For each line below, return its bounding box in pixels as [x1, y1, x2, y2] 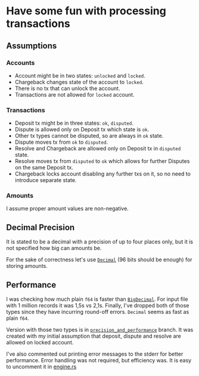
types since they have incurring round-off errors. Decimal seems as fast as [6, 309, 189, 316]
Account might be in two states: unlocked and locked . [14, 72, 146, 79]
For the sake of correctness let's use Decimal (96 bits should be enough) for [6, 256, 192, 263]
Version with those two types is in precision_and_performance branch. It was [6, 326, 194, 334]
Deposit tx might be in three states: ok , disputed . [14, 119, 134, 127]
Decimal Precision [6, 222, 75, 232]
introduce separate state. [14, 177, 77, 184]
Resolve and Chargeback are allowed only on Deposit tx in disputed [14, 145, 181, 152]
